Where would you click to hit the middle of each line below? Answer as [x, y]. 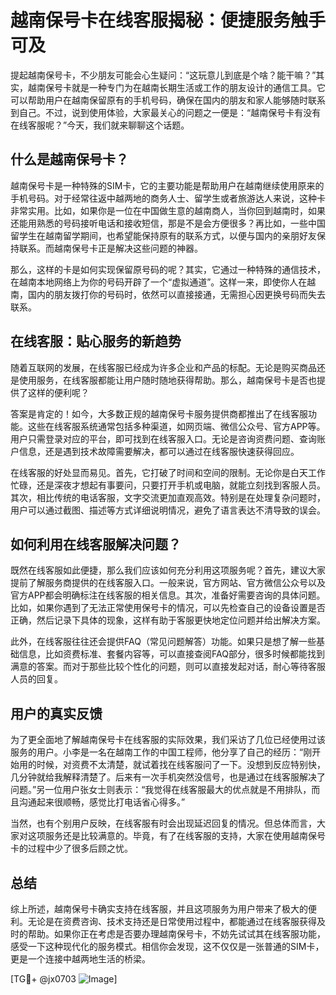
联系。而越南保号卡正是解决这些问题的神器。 [110, 248]
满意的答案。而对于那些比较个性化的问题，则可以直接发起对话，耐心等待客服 [168, 667]
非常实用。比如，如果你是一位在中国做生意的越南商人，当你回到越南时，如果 [168, 210]
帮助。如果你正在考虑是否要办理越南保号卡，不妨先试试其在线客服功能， [176, 934]
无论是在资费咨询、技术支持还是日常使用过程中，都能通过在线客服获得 [172, 921]
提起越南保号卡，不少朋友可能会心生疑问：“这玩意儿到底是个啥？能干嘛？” [163, 75]
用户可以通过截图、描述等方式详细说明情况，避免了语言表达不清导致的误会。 [168, 510]
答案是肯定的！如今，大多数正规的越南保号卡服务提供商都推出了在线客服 [159, 413]
